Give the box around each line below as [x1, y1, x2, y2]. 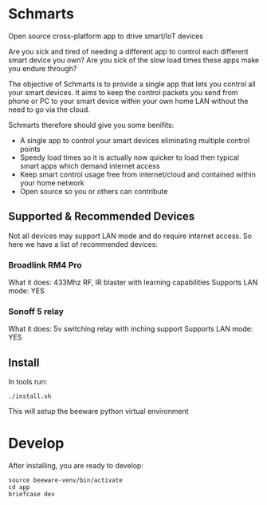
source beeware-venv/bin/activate [8, 476, 124, 484]
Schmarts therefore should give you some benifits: [8, 120, 175, 129]
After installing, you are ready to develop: [8, 461, 143, 471]
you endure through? [8, 63, 77, 73]
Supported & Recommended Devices [8, 209, 195, 224]
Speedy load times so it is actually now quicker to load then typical [19, 153, 239, 162]
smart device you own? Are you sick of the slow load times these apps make [8, 55, 260, 65]
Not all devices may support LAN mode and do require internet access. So [8, 231, 253, 241]
